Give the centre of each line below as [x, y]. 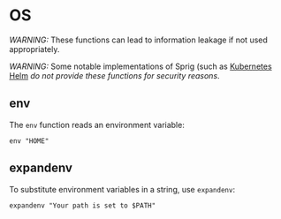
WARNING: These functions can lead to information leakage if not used [138, 40]
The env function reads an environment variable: [97, 125]
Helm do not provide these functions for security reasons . [114, 75]
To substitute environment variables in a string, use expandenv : [122, 189]
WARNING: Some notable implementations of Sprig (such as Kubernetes [140, 66]
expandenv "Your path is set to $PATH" [83, 205]
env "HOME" [29, 141]
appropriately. [34, 49]
